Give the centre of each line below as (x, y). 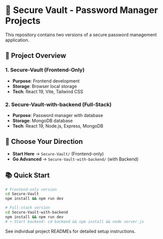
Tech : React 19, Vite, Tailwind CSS (48, 91)
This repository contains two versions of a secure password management (81, 34)
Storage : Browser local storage (45, 86)
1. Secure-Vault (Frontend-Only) (45, 70)
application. (17, 40)
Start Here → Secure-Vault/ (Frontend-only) (58, 153)
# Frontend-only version (31, 189)
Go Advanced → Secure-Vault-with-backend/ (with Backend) (75, 159)
